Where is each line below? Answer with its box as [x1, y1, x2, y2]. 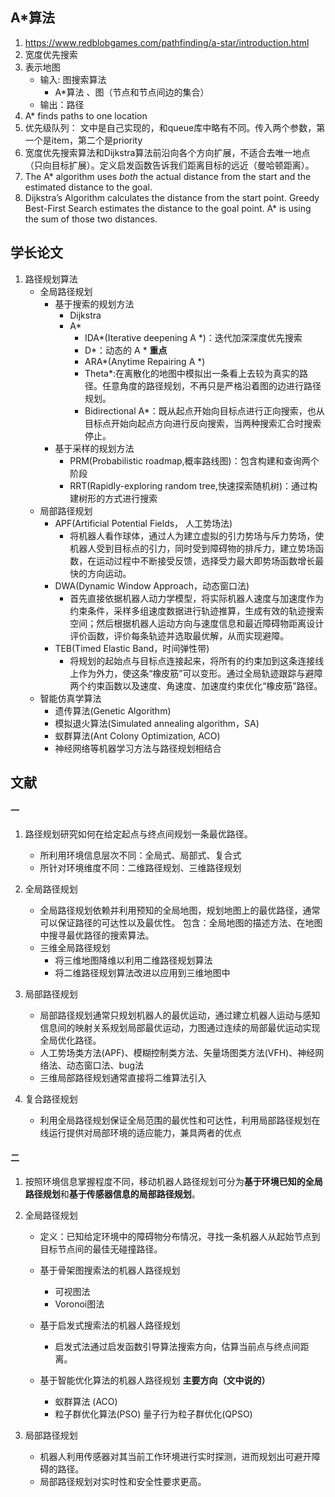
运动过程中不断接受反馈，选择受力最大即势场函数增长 [96, 554, 316, 567]
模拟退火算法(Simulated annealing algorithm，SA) [54, 717, 260, 729]
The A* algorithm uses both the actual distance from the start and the [24, 170, 312, 182]
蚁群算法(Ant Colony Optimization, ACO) [54, 729, 221, 742]
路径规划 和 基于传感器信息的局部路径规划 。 [24, 1188, 201, 1200]
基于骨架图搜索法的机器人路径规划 [39, 1264, 181, 1277]
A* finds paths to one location [24, 109, 148, 122]
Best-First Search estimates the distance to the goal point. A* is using [24, 202, 312, 214]
